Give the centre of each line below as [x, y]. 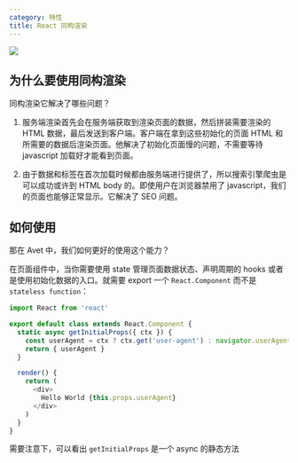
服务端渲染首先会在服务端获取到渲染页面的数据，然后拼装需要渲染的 [146, 122]
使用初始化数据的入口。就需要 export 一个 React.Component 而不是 [137, 280]
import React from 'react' [59, 308]
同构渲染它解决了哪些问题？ [60, 104]
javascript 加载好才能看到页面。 [80, 155]
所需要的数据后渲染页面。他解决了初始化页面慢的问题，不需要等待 [142, 145]
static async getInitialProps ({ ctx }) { [95, 332]
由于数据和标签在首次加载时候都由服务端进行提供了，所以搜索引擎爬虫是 [154, 175]
